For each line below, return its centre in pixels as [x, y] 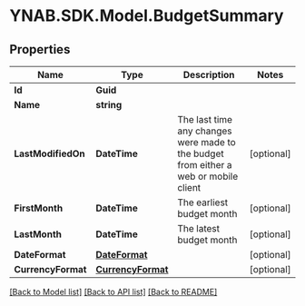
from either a [205, 165]
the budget [200, 153]
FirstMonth [39, 208]
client [189, 188]
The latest [198, 228]
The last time [205, 119]
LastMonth [38, 234]
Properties [40, 49]
